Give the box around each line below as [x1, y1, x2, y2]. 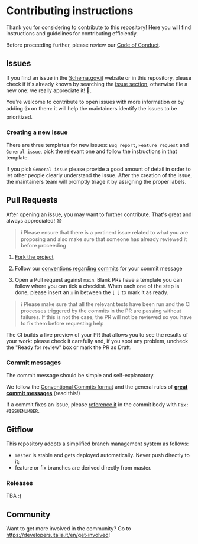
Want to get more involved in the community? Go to [6, 525, 131, 532]
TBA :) [6, 492, 22, 500]
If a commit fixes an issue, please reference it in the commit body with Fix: [6, 401, 189, 408]
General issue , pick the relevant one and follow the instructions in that [6, 148, 177, 155]
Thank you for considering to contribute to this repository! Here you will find [6, 24, 191, 31]
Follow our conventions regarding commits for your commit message [14, 265, 183, 272]
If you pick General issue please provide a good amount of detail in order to [6, 165, 191, 172]
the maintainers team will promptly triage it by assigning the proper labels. [6, 178, 187, 185]
